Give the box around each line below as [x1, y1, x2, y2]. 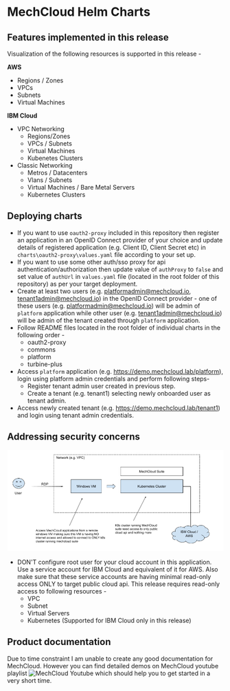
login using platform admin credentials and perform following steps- [16, 374, 210, 383]
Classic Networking [16, 161, 73, 169]
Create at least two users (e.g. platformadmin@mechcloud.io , [16, 286, 192, 295]
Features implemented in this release [7, 32, 170, 43]
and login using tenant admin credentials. [16, 411, 134, 419]
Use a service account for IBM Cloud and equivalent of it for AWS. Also [16, 565, 218, 574]
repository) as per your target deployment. [16, 280, 138, 288]
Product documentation [7, 636, 111, 648]
